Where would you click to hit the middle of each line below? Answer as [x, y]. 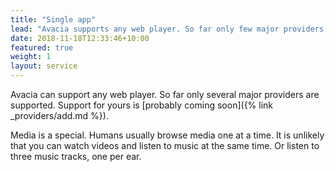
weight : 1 [31, 57]
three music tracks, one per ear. [76, 156]
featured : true [42, 47]
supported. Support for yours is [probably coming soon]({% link [142, 105]
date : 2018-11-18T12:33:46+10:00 [80, 38]
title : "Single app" [53, 19]
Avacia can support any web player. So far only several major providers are [165, 94]
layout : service [44, 66]
